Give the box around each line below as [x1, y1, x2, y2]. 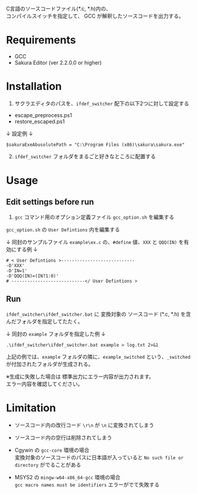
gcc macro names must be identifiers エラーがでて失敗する [14, 481, 160, 488]
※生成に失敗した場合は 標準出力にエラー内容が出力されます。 [6, 373, 154, 380]
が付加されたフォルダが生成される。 [6, 361, 94, 368]
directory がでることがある [14, 461, 81, 468]
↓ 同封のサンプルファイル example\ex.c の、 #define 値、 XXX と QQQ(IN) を [6, 238, 184, 245]
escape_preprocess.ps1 [14, 111, 72, 119]
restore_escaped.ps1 [14, 118, 65, 125]
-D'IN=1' [6, 268, 28, 273]
